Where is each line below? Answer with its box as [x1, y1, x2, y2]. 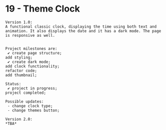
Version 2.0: [5, 116, 33, 121]
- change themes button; [7, 108, 60, 113]
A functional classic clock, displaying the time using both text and [5, 24, 157, 29]
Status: [5, 81, 22, 86]
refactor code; [5, 68, 37, 73]
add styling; [5, 55, 33, 60]
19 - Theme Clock [5, 3, 80, 15]
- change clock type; [7, 103, 53, 108]
